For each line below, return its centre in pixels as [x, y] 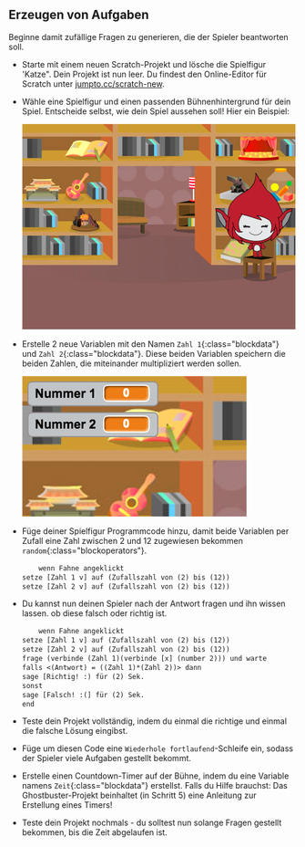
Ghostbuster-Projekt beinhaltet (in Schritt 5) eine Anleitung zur [139, 795]
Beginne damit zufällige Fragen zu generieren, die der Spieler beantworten [148, 37]
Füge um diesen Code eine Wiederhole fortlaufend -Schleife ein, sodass [157, 748]
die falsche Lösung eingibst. [75, 730]
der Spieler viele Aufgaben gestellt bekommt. [107, 758]
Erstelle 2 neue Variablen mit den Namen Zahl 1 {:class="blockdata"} [150, 344]
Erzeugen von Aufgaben [79, 15]
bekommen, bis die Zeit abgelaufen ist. [94, 832]
